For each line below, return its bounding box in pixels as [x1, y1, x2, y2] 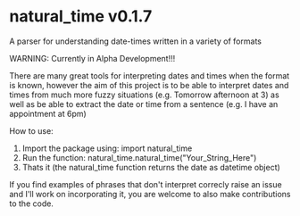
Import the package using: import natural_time [21, 143, 193, 154]
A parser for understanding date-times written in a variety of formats [9, 36, 262, 46]
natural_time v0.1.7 [9, 6, 153, 27]
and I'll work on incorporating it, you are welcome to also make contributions [9, 188, 291, 199]
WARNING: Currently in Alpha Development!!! [9, 53, 176, 63]
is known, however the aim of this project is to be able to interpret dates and [9, 79, 289, 90]
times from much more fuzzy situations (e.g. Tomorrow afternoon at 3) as [9, 89, 279, 100]
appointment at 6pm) [9, 108, 87, 119]
